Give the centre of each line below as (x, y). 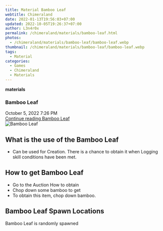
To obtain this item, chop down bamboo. (54, 195)
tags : (11, 52)
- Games (18, 66)
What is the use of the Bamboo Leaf (62, 140)
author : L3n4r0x (22, 29)
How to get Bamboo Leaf (44, 173)
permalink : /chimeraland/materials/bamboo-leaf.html (61, 33)
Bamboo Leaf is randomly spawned (42, 223)
